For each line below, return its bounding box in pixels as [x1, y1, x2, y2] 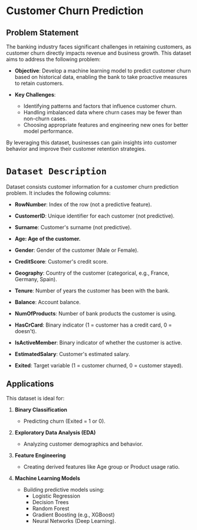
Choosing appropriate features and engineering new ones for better [23, 121, 189, 128]
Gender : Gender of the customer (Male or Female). [14, 246, 139, 254]
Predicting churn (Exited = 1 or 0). [23, 417, 106, 424]
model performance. [23, 128, 74, 134]
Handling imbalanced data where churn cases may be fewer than [23, 109, 182, 116]
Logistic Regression [32, 492, 81, 499]
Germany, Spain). [14, 275, 57, 282]
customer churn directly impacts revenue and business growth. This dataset [6, 50, 192, 57]
